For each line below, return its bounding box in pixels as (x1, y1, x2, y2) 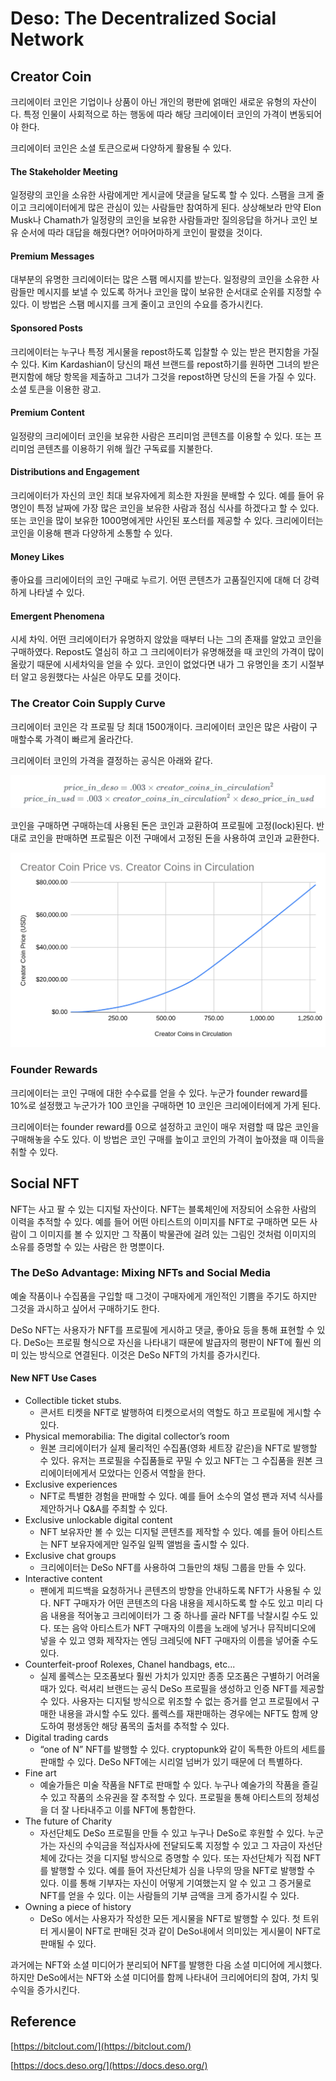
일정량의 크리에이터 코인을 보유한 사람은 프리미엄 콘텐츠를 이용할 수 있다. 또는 (10, 430, 312, 442)
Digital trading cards (24, 1732, 109, 1744)
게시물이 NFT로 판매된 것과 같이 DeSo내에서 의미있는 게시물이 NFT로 (50, 1925, 322, 1937)
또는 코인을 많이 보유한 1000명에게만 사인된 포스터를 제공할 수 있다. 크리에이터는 (10, 515, 324, 527)
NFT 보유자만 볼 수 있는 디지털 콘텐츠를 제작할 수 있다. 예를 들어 (39, 1526, 289, 1538)
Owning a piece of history (24, 1901, 132, 1913)
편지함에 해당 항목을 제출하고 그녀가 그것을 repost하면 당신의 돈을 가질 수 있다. (10, 370, 317, 382)
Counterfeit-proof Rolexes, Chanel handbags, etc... (24, 1658, 236, 1671)
